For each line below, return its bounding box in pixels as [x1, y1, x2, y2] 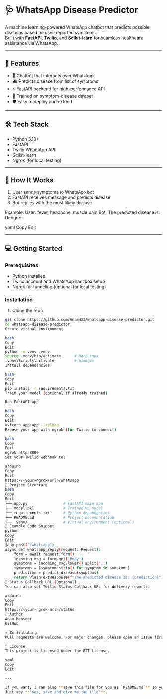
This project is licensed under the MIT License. [5, 648, 110, 654]
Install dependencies [5, 363, 50, 368]
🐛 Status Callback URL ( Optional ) [5, 579, 77, 584]
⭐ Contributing [5, 630, 37, 635]
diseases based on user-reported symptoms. [5, 29, 98, 35]
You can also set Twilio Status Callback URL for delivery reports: [5, 584, 150, 589]
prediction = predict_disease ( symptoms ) [14, 570, 99, 575]
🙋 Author [5, 612, 23, 617]
